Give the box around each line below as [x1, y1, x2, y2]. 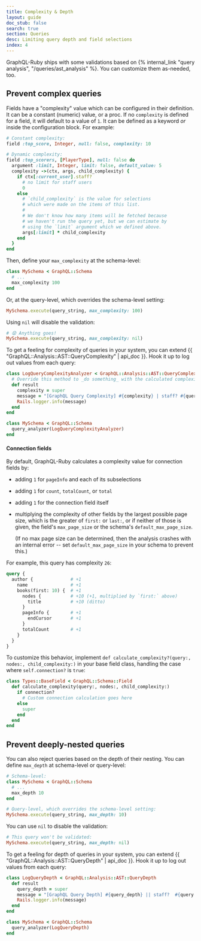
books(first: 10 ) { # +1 [17, 587, 82, 593]
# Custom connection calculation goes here [22, 695, 133, 701]
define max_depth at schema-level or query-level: [6, 761, 126, 769]
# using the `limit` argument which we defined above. [22, 224, 162, 230]
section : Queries [6, 31, 50, 37]
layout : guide [6, 14, 42, 20]
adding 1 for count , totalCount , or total [14, 487, 112, 494]
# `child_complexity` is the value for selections [22, 196, 151, 202]
